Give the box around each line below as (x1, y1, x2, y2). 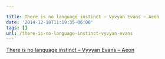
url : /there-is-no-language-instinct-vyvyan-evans (6, 30, 133, 36)
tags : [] (6, 25, 28, 31)
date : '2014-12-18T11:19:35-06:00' (6, 19, 94, 25)
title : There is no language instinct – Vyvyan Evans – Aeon (6, 14, 160, 19)
